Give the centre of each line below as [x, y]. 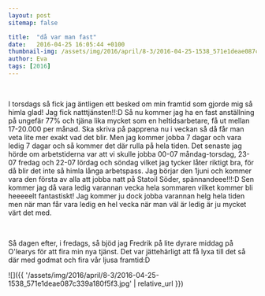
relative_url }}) [160, 283]
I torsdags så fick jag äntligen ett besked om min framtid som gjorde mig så [131, 104]
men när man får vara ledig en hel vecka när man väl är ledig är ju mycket [127, 204]
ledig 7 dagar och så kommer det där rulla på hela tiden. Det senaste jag [125, 146]
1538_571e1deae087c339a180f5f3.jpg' [70, 283]
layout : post [30, 15]
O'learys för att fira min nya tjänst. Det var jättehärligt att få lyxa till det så [127, 251]
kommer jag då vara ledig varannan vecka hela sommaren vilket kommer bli [131, 187]
